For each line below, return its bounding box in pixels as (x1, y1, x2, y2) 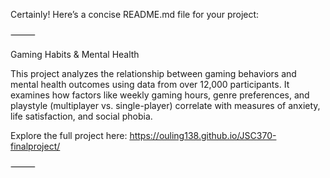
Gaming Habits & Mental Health (10, 49, 140, 60)
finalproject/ (10, 140, 61, 152)
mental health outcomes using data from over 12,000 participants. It (10, 79, 290, 90)
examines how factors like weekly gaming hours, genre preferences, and (10, 89, 310, 101)
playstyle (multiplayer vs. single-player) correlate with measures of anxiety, (10, 100, 321, 111)
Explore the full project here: (10, 130, 128, 141)
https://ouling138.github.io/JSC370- (129, 130, 277, 141)
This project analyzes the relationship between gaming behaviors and (10, 68, 297, 79)
